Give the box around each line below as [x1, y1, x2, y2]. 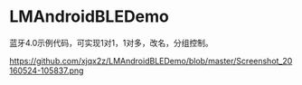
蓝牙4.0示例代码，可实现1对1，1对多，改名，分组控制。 [9, 37, 214, 48]
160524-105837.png [9, 65, 84, 76]
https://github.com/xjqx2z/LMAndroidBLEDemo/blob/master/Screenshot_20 [9, 55, 293, 66]
